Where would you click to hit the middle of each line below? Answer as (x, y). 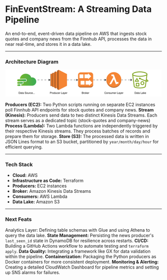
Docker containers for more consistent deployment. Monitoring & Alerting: (82, 262)
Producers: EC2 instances (40, 186)
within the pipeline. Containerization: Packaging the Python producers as (81, 257)
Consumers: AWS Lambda (40, 197)
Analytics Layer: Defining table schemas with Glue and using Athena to (78, 230)
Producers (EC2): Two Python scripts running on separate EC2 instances (80, 104)
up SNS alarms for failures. (33, 273)
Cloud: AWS (25, 175)
